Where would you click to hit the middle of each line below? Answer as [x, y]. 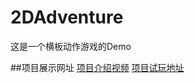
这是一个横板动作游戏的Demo [71, 46]
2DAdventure [67, 17]
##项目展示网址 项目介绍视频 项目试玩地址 [97, 67]
